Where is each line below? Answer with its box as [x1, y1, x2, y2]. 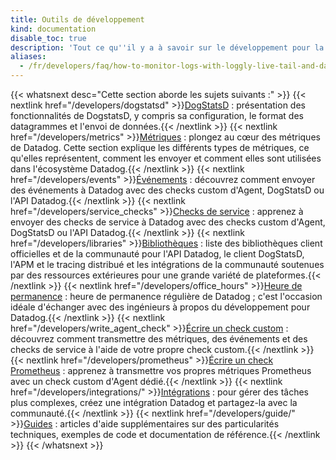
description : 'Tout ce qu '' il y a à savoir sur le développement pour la [10, 42, 325, 53]
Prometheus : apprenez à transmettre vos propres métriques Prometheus [10, 365, 312, 376]
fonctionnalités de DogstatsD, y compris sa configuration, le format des [10, 110, 304, 121]
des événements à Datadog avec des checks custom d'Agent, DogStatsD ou [10, 184, 325, 196]
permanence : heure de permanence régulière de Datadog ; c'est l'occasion [10, 291, 323, 302]
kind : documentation [10, 24, 97, 34]
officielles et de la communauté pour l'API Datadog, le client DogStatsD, [10, 248, 305, 260]
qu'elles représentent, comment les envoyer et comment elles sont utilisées [10, 152, 322, 164]
